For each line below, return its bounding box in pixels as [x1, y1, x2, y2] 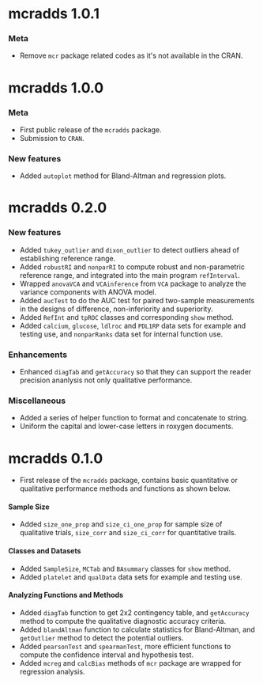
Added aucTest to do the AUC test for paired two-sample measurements [19, 295, 255, 305]
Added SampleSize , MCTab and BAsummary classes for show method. [19, 564, 231, 573]
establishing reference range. [19, 253, 116, 263]
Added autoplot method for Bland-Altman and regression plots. [19, 171, 227, 180]
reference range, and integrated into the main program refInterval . [19, 270, 241, 279]
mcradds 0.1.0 [8, 449, 103, 467]
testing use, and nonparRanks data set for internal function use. [19, 329, 224, 339]
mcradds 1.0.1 [8, 5, 100, 23]
